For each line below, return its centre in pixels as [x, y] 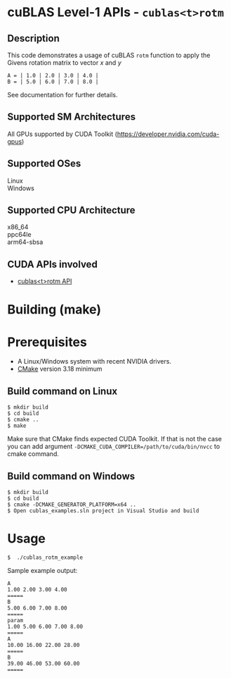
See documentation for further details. [62, 95]
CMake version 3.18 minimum [60, 369]
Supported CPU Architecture [71, 210]
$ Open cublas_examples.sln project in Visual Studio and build [103, 511]
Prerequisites [47, 342]
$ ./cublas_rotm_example [45, 557]
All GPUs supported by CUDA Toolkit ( [62, 134]
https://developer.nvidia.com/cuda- [168, 134]
